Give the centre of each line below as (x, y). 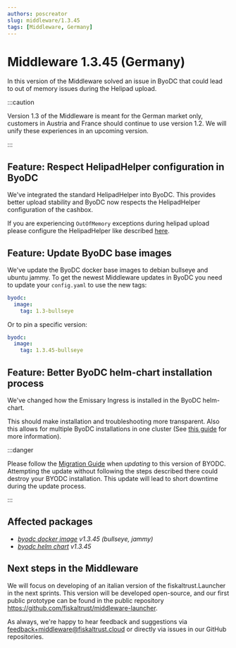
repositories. (26, 636)
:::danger (20, 450)
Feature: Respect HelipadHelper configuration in (116, 167)
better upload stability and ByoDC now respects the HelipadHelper (104, 202)
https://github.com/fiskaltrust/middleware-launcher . (82, 608)
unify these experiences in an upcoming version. (78, 131)
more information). (35, 436)
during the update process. (47, 486)
